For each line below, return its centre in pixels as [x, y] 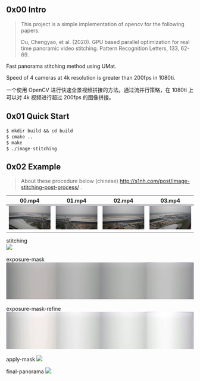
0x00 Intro [26, 10]
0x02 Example [34, 167]
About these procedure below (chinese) [70, 181]
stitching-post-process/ [50, 187]
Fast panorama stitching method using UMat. [61, 66]
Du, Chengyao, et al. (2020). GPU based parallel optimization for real [105, 42]
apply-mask [21, 359]
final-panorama [25, 371]
